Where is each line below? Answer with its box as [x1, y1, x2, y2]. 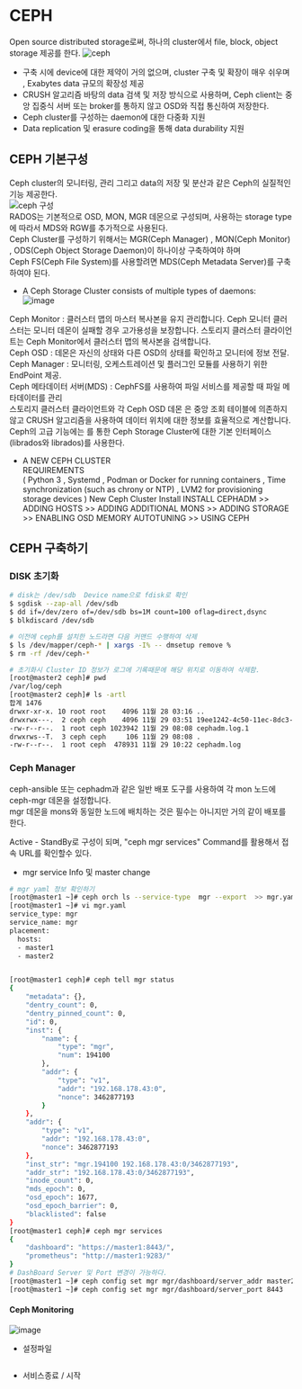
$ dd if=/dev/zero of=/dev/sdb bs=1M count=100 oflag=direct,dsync [9, 608, 268, 617]
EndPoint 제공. [9, 370, 62, 381]
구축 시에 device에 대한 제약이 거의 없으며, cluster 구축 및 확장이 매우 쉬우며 [22, 67, 290, 77]
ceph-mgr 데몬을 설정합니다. [9, 794, 111, 805]
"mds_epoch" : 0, [25, 1185, 87, 1194]
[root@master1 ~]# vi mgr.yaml [9, 901, 127, 910]
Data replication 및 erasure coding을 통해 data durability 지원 [22, 122, 245, 133]
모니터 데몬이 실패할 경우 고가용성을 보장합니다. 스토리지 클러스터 [32, 325, 262, 336]
